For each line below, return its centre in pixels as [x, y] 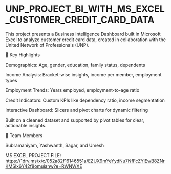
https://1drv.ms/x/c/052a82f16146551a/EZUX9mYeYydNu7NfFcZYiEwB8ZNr [85, 161]
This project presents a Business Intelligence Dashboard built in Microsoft [83, 34]
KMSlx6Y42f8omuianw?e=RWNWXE [44, 166]
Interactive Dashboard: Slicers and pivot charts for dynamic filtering [77, 110]
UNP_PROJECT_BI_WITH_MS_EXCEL [85, 9]
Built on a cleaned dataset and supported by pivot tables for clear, [75, 120]
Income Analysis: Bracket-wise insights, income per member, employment [83, 74]
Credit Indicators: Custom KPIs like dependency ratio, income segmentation [85, 100]
